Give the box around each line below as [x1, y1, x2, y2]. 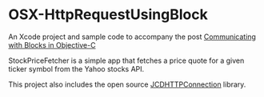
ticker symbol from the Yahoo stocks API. [8, 64, 145, 73]
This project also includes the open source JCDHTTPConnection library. [8, 80, 246, 89]
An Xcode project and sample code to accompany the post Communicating [8, 32, 256, 41]
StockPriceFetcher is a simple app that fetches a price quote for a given [8, 56, 245, 65]
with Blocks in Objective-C [8, 40, 96, 49]
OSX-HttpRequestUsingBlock [8, 6, 208, 24]
